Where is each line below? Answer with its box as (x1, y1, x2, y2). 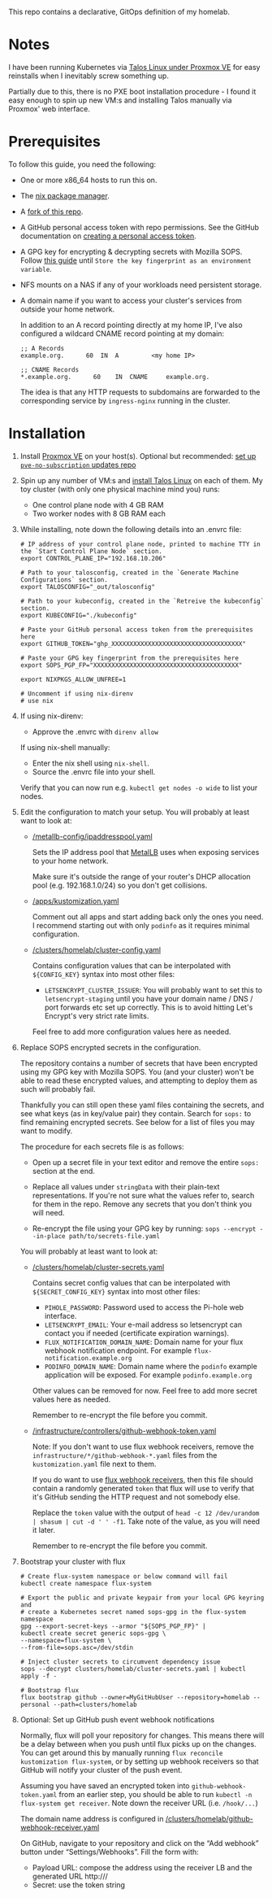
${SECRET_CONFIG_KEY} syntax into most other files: (32, 1286, 201, 1296)
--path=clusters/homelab (53, 1700, 137, 1708)
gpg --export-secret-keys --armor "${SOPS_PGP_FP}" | (19, 1622, 206, 1630)
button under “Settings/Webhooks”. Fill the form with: (19, 1847, 199, 1857)
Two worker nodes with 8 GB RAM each (32, 508, 166, 518)
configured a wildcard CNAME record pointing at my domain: (19, 329, 225, 338)
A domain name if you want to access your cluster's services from (19, 295, 242, 305)
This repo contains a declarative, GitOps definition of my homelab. (8, 7, 230, 16)
